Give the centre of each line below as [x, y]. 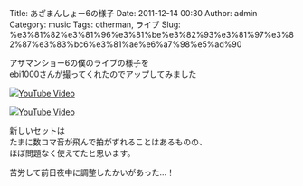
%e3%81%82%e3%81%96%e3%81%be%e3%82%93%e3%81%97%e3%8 [151, 35]
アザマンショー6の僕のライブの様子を [79, 63]
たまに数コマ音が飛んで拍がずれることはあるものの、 [108, 142]
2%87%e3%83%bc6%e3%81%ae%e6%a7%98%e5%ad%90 [126, 44]
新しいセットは [37, 130]
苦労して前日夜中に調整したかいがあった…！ [92, 172]
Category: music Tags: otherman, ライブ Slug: [95, 24]
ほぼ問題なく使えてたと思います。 [72, 153]
